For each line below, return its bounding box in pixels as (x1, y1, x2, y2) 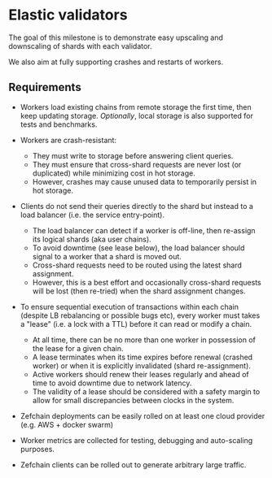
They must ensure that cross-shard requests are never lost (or (32, 159, 242, 169)
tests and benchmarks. (20, 119, 98, 129)
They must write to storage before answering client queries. (32, 150, 234, 160)
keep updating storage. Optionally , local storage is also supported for (20, 111, 254, 120)
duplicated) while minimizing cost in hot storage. (32, 168, 195, 178)
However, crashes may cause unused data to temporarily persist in (32, 176, 257, 186)
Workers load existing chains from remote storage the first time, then (20, 102, 252, 111)
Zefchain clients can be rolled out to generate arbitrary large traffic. (20, 459, 247, 469)
